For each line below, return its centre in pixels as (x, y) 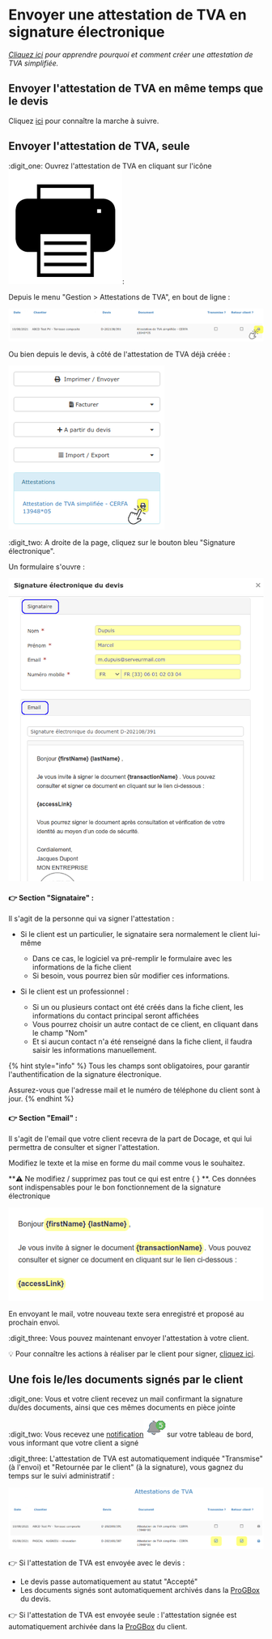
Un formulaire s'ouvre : (47, 566)
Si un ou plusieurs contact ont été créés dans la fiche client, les (138, 1007)
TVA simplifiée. (34, 63)
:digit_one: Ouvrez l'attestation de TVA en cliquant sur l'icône (110, 166)
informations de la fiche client (82, 967)
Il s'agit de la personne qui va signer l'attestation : (91, 919)
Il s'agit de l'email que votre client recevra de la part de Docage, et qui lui (130, 1139)
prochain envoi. (34, 1322)
